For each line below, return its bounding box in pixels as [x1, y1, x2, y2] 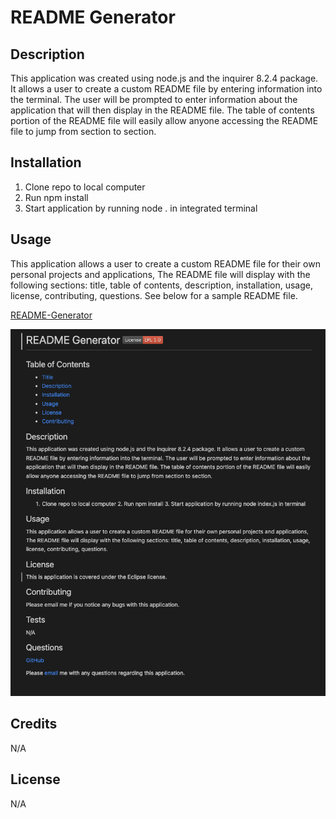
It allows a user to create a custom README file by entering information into [10, 83, 323, 95]
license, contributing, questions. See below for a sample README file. [10, 289, 298, 301]
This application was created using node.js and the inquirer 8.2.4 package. [10, 72, 319, 84]
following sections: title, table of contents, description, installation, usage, [10, 279, 314, 291]
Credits [10, 716, 58, 733]
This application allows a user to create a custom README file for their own [10, 257, 321, 270]
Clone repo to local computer [24, 181, 146, 193]
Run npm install [24, 191, 89, 203]
